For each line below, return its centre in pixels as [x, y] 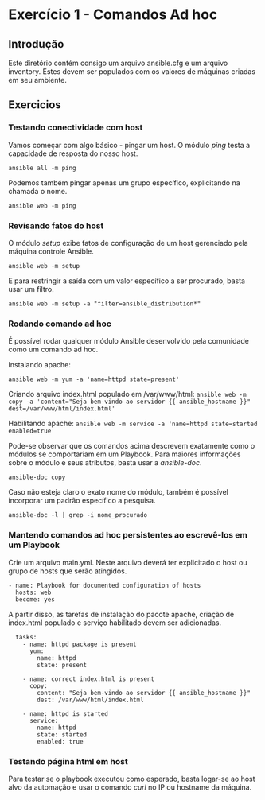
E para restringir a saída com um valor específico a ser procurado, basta [127, 281]
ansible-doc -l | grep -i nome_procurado [78, 515]
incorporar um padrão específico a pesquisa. [82, 501]
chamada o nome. [38, 191]
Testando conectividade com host [76, 127]
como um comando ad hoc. [53, 350]
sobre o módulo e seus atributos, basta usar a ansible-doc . [105, 463]
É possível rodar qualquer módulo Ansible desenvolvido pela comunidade [129, 341]
